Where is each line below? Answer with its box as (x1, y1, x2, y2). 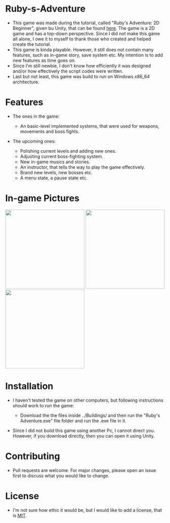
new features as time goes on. (12, 57, 76, 63)
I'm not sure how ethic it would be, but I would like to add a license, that (12, 507, 162, 513)
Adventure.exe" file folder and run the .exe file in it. (20, 417, 126, 423)
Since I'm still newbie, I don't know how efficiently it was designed (12, 63, 151, 69)
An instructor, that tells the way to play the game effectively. (20, 164, 145, 170)
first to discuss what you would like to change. (12, 472, 110, 479)
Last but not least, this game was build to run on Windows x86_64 (12, 73, 150, 79)
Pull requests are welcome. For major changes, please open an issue (12, 467, 156, 473)
